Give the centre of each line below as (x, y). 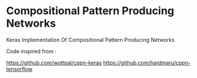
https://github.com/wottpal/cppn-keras (54, 63)
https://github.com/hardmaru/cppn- (147, 63)
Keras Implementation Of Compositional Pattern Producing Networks (90, 40)
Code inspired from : (31, 51)
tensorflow (19, 69)
